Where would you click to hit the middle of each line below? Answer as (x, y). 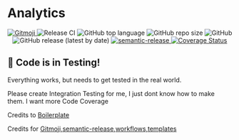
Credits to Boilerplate (39, 114)
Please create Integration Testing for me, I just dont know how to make (111, 93)
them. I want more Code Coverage (58, 101)
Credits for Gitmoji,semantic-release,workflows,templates (92, 129)
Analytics (36, 13)
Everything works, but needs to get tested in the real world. (95, 80)
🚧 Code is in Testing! (54, 63)
